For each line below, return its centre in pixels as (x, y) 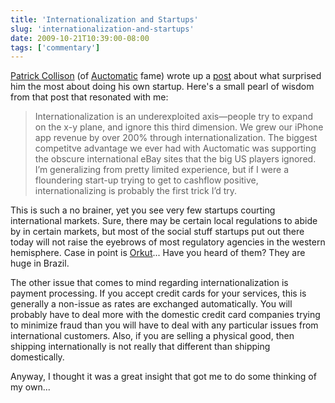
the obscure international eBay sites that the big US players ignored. (175, 159)
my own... (30, 387)
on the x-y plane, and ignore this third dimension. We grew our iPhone (179, 127)
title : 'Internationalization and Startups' (104, 19)
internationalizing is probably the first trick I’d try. (136, 191)
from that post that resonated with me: (89, 97)
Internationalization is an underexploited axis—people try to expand (173, 117)
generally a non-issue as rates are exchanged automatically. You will (151, 304)
